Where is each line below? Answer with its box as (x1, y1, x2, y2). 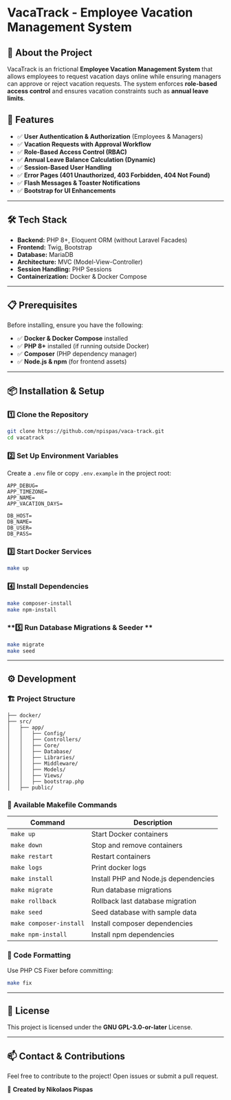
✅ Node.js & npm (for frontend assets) (16, 357, 127, 366)
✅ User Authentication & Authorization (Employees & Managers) (16, 132, 203, 140)
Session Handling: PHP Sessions (16, 265, 112, 273)
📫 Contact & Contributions (7, 1050, 126, 1062)
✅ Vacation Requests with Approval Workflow (16, 139, 151, 148)
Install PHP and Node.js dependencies (91, 874, 215, 884)
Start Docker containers (91, 829, 168, 839)
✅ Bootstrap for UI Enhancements (16, 186, 116, 194)
